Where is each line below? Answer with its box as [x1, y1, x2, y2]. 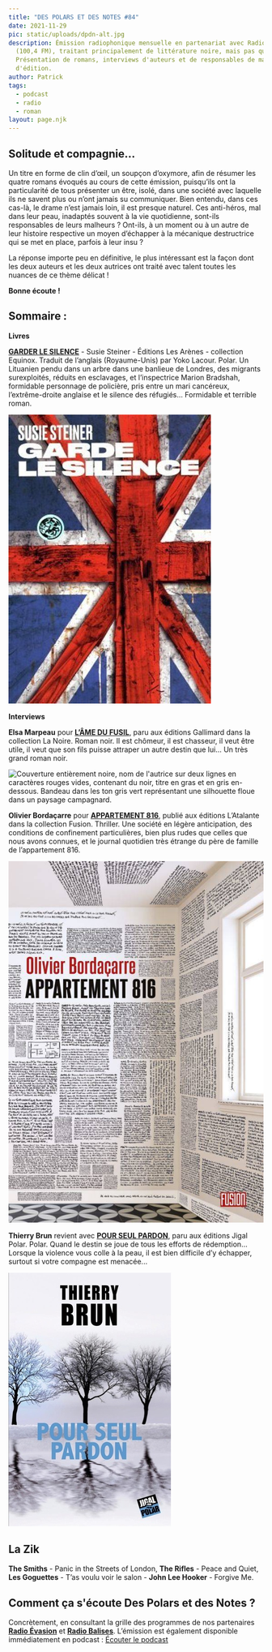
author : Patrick [8, 73, 63, 81]
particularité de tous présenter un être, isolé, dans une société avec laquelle [8, 185, 261, 195]
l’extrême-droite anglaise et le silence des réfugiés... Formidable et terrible [8, 389, 257, 399]
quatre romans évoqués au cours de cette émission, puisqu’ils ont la [8, 177, 236, 187]
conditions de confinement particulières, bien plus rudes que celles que [8, 827, 248, 837]
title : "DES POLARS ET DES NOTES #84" [8, 13, 139, 21]
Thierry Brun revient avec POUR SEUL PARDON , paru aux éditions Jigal [8, 1231, 249, 1241]
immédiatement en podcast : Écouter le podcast [8, 1635, 168, 1644]
